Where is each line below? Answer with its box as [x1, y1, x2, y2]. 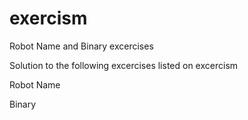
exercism [9, 7, 88, 30]
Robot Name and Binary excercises [9, 40, 154, 52]
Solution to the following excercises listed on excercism [9, 59, 239, 71]
